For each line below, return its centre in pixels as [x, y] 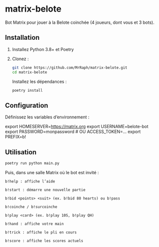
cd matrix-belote [30, 72]
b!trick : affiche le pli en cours [41, 232]
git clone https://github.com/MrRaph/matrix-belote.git [70, 67]
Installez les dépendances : [39, 82]
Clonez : [20, 59]
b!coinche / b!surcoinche [31, 207]
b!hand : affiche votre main [34, 224]
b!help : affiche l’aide [30, 181]
